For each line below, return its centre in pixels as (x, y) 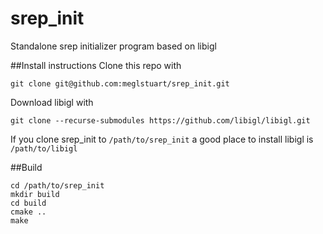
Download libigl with (52, 102)
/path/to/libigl (44, 148)
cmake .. (28, 212)
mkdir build (35, 194)
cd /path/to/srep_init (57, 185)
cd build (28, 203)
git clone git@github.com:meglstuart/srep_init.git (120, 83)
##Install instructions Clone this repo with (96, 65)
